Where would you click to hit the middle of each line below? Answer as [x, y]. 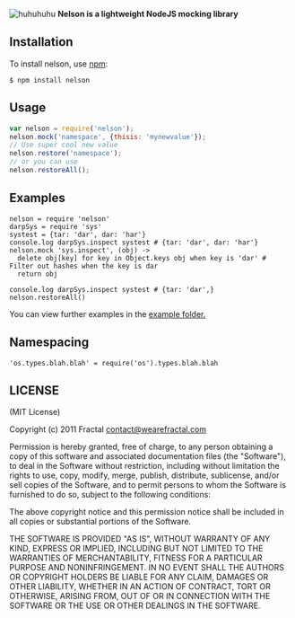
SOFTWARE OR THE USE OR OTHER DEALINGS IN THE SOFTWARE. [135, 605]
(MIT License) [35, 412]
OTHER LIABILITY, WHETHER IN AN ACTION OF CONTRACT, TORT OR [140, 587]
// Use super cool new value [64, 145]
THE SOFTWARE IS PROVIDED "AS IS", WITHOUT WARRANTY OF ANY [140, 539]
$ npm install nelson [50, 80]
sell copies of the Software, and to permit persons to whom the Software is [148, 485]
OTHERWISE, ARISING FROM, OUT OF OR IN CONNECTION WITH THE [140, 596]
